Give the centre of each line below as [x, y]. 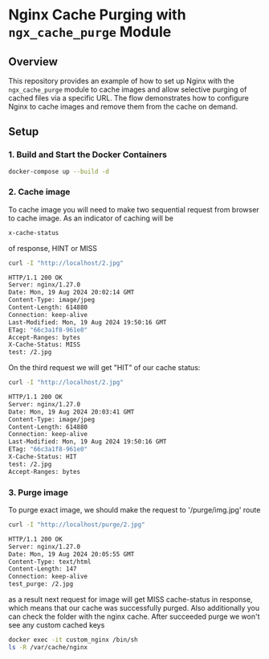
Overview [33, 62]
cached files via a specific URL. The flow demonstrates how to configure [128, 98]
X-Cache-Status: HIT [43, 457]
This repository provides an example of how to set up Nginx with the [121, 81]
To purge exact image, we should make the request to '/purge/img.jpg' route [134, 510]
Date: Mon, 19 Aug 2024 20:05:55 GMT [71, 554]
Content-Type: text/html [50, 562]
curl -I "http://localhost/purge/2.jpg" [77, 525]
